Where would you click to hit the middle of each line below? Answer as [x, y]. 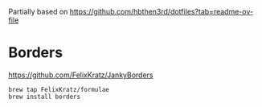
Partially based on [38, 12]
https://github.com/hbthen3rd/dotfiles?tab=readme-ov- [162, 12]
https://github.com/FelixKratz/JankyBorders [81, 75]
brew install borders [45, 97]
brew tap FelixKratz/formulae [59, 89]
